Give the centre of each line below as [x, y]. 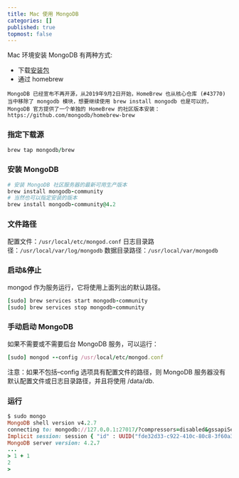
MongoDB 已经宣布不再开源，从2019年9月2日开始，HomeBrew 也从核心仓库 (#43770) [117, 94]
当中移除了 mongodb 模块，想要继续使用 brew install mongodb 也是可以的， [110, 102]
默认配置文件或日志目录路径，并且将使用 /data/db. [81, 381]
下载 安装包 [33, 70]
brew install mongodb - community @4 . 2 [62, 205]
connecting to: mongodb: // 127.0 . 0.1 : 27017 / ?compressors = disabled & [108, 429]
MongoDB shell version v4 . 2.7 [52, 423]
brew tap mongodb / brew [41, 150]
